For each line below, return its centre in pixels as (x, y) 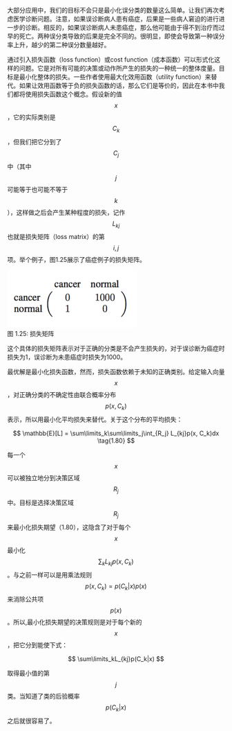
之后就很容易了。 (31, 721)
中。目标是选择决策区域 (40, 502)
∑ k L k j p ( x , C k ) (116, 562)
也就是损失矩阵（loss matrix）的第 (56, 237)
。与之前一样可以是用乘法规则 (49, 574)
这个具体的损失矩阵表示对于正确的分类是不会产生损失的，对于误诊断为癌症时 (116, 349)
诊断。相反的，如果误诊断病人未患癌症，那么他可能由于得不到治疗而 (122, 27)
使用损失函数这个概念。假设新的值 (74, 94)
